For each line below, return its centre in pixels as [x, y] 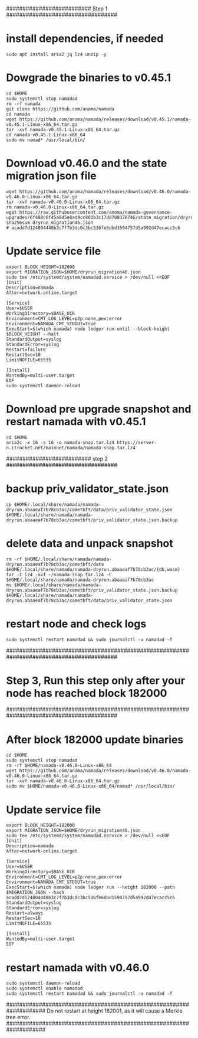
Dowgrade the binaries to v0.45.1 [89, 78]
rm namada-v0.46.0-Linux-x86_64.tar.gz [55, 207]
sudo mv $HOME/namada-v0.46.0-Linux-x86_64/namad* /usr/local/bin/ [91, 786]
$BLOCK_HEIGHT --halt [33, 334]
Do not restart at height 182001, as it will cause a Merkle [115, 1011]
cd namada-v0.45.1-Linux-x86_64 [46, 135]
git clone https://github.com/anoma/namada [60, 109]
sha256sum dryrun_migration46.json [50, 223]
